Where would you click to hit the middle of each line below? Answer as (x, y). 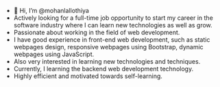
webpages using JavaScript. (54, 54)
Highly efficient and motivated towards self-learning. (88, 76)
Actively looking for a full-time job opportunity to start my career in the (113, 18)
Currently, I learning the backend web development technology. (103, 69)
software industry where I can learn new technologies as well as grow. (113, 25)
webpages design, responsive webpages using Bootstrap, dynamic (108, 47)
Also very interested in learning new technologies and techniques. (107, 61)
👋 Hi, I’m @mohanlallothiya (51, 11)
